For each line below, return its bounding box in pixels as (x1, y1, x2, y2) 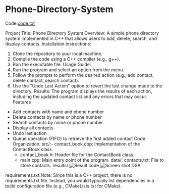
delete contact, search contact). (12, 77, 80, 83)
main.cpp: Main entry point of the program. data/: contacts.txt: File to (20, 157, 164, 163)
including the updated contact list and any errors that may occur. (12, 93, 147, 100)
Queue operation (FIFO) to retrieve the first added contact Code (12, 135, 145, 141)
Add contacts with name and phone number (12, 109, 104, 115)
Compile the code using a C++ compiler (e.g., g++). (12, 56, 120, 62)
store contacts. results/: (20, 162, 70, 168)
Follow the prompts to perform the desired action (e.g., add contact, (12, 72, 154, 78)
